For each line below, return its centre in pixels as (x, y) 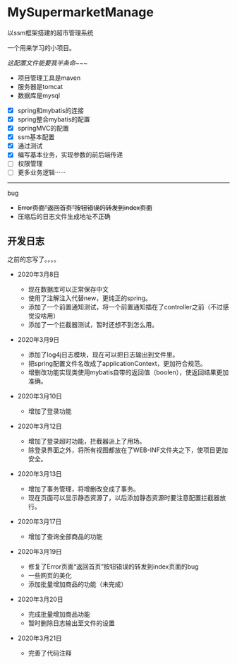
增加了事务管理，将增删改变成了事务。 (84, 489)
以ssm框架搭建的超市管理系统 (50, 32)
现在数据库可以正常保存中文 (68, 290)
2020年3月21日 (39, 638)
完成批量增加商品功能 (59, 615)
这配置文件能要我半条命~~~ (48, 63)
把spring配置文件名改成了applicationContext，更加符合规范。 (117, 364)
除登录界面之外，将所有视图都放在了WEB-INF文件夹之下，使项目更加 (128, 450)
